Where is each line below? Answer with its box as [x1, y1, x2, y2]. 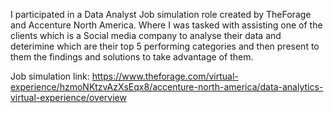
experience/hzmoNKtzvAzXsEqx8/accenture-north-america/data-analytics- [10, 81, 324, 93]
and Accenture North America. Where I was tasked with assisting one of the [10, 19, 323, 31]
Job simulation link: [10, 70, 90, 82]
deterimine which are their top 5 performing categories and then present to [10, 40, 320, 52]
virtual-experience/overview [10, 92, 127, 103]
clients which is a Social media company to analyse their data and [10, 30, 282, 41]
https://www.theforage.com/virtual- [91, 70, 239, 82]
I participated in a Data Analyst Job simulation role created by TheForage [10, 9, 312, 20]
